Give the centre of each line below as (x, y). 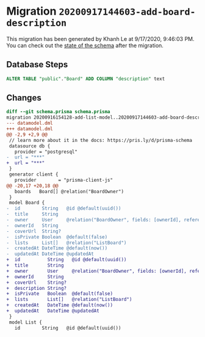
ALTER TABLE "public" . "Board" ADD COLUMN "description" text (86, 79)
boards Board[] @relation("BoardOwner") (69, 191)
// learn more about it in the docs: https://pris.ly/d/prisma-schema (100, 140)
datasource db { (30, 146)
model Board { (27, 203)
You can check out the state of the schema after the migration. (85, 45)
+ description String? (37, 288)
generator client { (34, 175)
